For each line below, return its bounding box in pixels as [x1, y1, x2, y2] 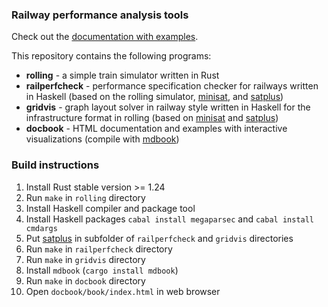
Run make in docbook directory [25, 274, 146, 287]
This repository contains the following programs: [11, 50, 212, 62]
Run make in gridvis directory [25, 253, 146, 265]
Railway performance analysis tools [11, 8, 189, 22]
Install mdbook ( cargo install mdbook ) [25, 264, 179, 276]
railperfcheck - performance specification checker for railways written [25, 80, 319, 92]
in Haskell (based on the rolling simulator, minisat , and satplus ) [25, 91, 284, 103]
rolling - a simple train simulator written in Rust [25, 69, 220, 82]
